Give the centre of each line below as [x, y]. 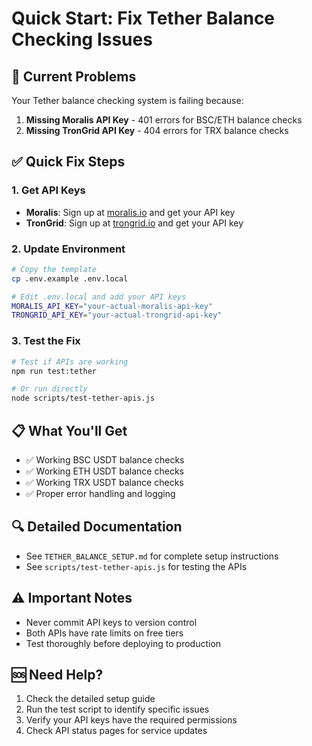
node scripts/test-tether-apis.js [83, 398]
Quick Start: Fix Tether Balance [143, 18]
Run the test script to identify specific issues [117, 709]
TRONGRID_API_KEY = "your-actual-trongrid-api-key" [117, 315]
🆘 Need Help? [57, 674]
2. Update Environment [68, 249]
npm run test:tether [54, 371]
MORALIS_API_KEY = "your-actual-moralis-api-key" [112, 306]
